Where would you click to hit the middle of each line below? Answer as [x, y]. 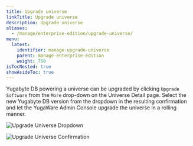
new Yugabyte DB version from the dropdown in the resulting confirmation [97, 102]
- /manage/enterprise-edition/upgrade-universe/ [72, 34]
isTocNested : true [29, 66]
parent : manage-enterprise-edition [60, 56]
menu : [13, 39]
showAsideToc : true [30, 72]
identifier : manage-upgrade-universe [63, 50]
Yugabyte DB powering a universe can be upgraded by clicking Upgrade [93, 89]
